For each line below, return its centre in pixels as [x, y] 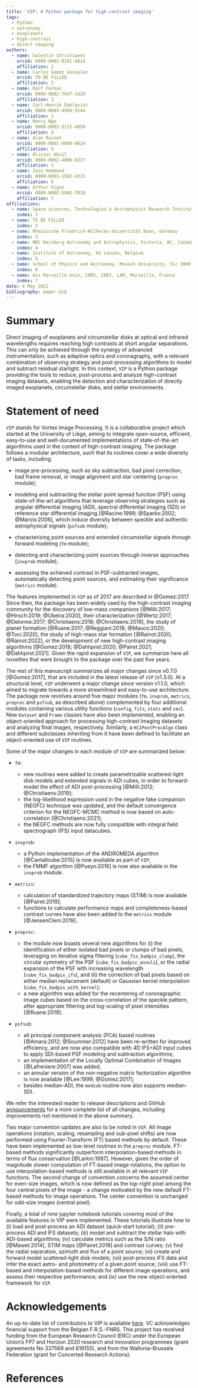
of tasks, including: [29, 459]
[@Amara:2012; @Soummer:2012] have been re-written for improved [107, 1042]
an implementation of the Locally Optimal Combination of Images [102, 1060]
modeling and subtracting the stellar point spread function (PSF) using [100, 494]
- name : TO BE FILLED [38, 220]
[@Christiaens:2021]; [77, 818]
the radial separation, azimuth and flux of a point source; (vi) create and [93, 1252]
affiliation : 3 [35, 99]
